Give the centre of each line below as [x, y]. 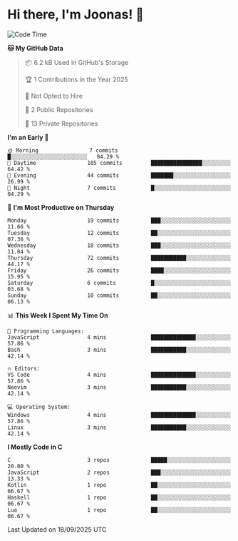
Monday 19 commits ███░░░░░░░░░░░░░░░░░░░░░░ [119, 221]
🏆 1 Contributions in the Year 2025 [76, 79]
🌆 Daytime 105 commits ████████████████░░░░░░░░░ [119, 163]
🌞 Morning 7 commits [63, 150]
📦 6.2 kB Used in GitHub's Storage [77, 62]
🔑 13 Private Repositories [61, 123]
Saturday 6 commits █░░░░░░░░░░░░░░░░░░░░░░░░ [119, 283]
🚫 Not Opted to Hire [54, 96]
